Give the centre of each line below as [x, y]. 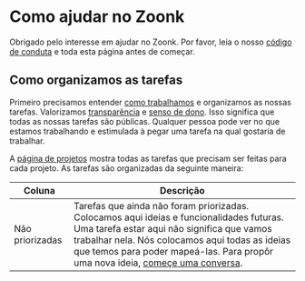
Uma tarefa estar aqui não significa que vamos [173, 228]
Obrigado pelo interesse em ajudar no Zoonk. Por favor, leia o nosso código [151, 42]
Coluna [40, 190]
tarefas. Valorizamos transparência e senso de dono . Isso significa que [142, 112]
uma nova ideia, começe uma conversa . [158, 263]
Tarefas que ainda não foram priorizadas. [162, 206]
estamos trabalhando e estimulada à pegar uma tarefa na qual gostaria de [148, 131]
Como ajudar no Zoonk [97, 17]
